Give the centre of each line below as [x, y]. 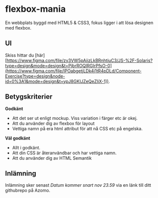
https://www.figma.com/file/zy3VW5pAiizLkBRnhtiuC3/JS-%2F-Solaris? [80, 60]
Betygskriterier [29, 97]
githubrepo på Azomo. [28, 191]
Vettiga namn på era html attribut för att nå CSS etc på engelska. [77, 128]
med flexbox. [18, 28]
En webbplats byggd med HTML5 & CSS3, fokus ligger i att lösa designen [79, 23]
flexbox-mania [36, 9]
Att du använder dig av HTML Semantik [52, 158]
